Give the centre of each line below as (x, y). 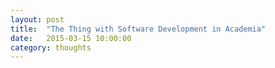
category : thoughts (51, 47)
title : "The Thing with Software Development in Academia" (138, 29)
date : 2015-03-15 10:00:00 (71, 38)
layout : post (37, 19)
